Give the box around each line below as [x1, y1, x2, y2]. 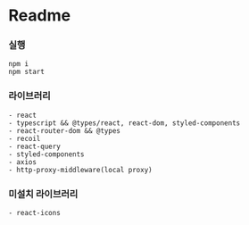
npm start [8, 68, 46, 77]
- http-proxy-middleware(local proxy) [8, 165, 153, 174]
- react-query [8, 142, 62, 151]
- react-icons [8, 209, 62, 218]
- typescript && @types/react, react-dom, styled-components [8, 118, 241, 128]
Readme [8, 5, 71, 26]
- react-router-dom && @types [8, 126, 121, 135]
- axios [8, 157, 37, 166]
